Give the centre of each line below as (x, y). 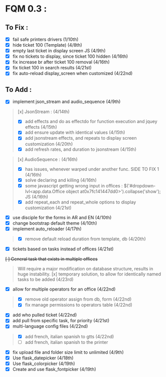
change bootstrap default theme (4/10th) (55, 223)
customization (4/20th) (49, 144)
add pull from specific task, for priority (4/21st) (61, 321)
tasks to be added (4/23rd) (46, 279)
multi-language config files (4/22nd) (50, 326)
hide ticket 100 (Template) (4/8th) (47, 45)
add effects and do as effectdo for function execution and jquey (91, 122)
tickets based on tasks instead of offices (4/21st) (63, 249)
